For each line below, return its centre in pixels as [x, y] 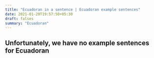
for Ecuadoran [27, 50]
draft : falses [19, 19]
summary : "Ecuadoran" [27, 23]
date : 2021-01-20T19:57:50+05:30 [39, 14]
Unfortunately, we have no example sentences [77, 43]
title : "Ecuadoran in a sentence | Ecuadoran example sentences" [73, 10]
